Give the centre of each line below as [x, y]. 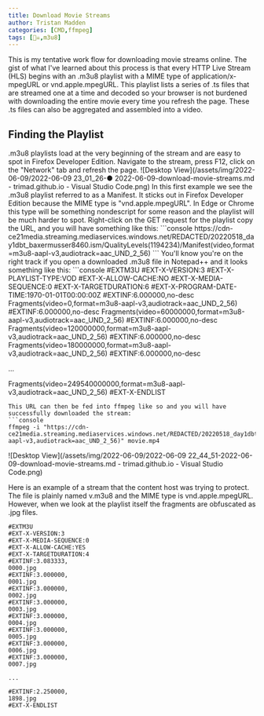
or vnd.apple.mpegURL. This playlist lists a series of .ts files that [146, 85]
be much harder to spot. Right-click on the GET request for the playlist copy [131, 220]
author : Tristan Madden [47, 23]
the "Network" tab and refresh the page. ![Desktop [90, 170]
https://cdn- [213, 228]
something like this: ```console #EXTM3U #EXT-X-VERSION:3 [107, 270]
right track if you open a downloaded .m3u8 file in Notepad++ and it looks [128, 262]
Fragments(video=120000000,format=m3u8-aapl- [90, 329]
